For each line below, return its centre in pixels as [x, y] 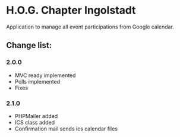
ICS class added [35, 122]
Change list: [29, 45]
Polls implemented [37, 81]
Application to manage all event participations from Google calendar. [90, 27]
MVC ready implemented [45, 75]
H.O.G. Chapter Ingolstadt [71, 10]
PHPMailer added [36, 116]
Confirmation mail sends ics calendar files [66, 129]
